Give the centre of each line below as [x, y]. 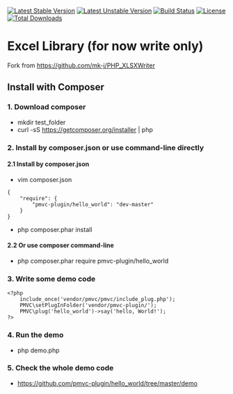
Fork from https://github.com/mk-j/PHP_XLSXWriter [81, 65]
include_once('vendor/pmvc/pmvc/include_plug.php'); [98, 299]
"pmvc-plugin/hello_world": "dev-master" [93, 204]
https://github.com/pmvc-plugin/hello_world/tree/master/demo [107, 383]
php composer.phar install [55, 229]
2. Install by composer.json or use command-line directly [105, 147]
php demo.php [39, 350]
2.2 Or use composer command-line [61, 245]
